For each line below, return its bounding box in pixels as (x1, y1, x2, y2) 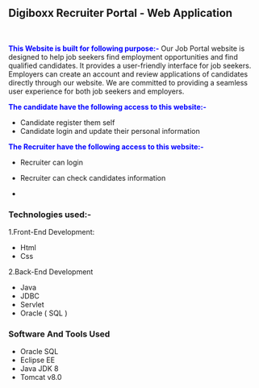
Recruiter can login (19, 157, 83, 167)
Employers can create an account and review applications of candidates (8, 69, 249, 79)
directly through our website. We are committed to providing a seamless (8, 77, 249, 87)
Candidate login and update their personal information (19, 126, 200, 136)
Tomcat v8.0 (19, 373, 62, 382)
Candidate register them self (19, 117, 115, 127)
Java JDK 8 (19, 364, 59, 373)
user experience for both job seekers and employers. (8, 86, 185, 96)
